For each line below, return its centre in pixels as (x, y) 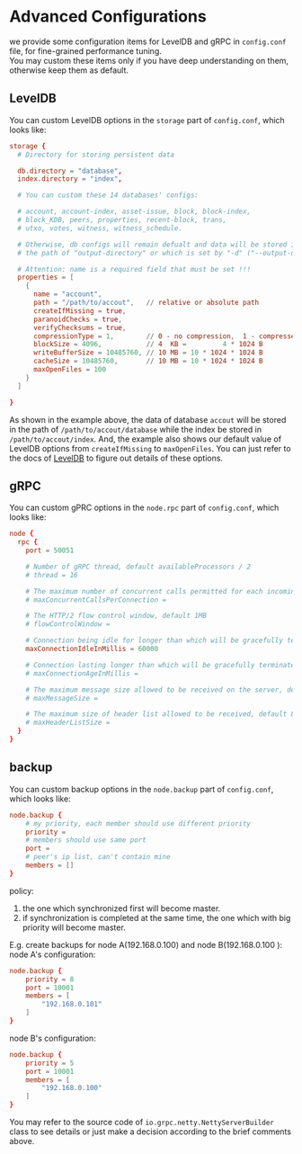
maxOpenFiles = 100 (69, 370)
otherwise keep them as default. (69, 70)
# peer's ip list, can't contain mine (98, 857)
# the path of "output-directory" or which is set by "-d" (130, 253)
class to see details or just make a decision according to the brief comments (151, 1132)
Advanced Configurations (108, 17)
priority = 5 (50, 1063)
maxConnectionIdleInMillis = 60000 (92, 649)
